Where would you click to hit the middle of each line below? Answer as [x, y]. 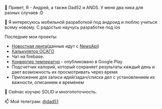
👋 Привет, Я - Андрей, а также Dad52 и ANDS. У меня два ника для [74, 8]
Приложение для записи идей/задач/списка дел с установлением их [83, 77]
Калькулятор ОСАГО [33, 51]
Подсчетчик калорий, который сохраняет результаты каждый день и [83, 67]
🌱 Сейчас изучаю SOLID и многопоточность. [51, 92]
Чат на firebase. [28, 56]
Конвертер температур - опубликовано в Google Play [67, 62]
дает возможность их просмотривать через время [65, 72]
